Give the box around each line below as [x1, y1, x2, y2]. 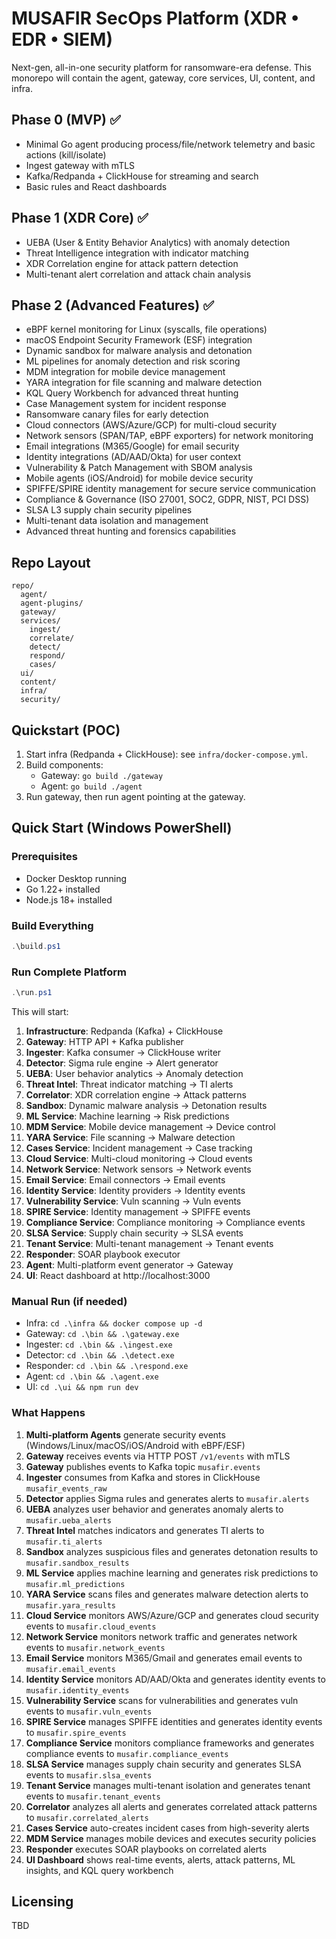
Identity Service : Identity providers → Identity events [25, 1185, 246, 1197]
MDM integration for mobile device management [25, 366, 226, 378]
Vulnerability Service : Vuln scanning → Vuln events [25, 1195, 242, 1207]
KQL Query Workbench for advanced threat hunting [25, 387, 239, 399]
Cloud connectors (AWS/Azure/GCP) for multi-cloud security [25, 419, 277, 431]
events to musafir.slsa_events [25, 1768, 153, 1781]
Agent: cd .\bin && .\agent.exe [25, 1370, 159, 1382]
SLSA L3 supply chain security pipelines [25, 504, 193, 516]
